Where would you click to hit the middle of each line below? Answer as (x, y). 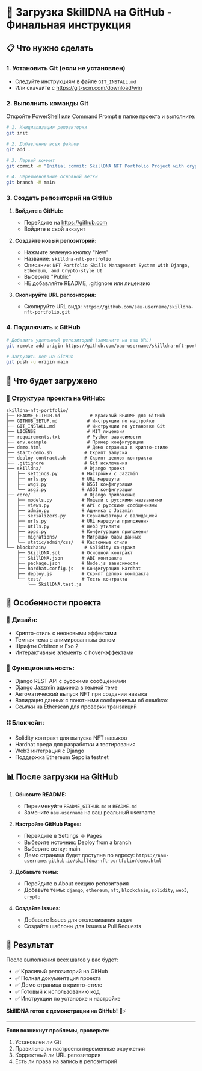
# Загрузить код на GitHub (40, 357)
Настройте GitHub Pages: (48, 824)
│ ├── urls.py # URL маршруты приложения (78, 521)
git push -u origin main (37, 362)
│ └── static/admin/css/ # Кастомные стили (67, 542)
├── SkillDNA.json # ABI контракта (69, 558)
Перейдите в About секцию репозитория (76, 884)
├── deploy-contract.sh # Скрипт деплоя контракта (79, 458)
